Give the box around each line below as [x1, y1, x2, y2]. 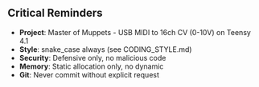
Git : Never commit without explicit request [18, 69, 160, 79]
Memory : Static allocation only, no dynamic [18, 61, 164, 71]
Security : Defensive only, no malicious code [18, 53, 166, 62]
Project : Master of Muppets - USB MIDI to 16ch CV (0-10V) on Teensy [18, 27, 251, 37]
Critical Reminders [7, 6, 103, 20]
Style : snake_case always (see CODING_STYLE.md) [18, 44, 192, 54]
